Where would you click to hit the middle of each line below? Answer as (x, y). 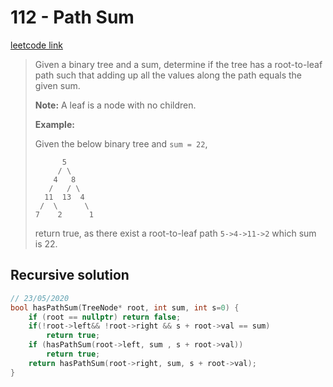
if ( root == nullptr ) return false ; (105, 317)
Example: (54, 124)
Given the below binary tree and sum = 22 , (121, 143)
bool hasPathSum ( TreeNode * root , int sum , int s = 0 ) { (125, 307)
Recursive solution (70, 275)
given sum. (57, 85)
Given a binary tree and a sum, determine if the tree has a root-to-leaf (178, 64)
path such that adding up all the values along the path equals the (168, 75)
